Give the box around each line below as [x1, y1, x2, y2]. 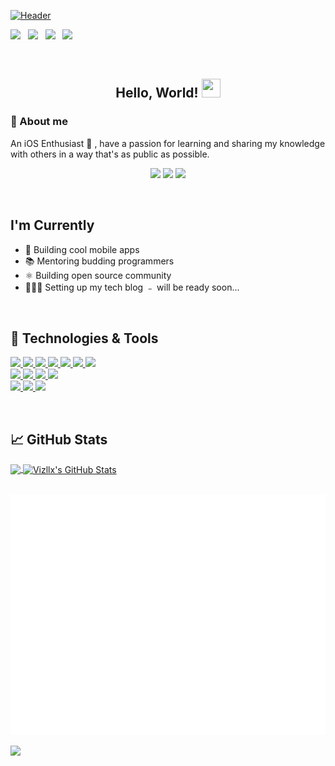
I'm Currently [10, 217, 95, 234]
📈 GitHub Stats [10, 431, 108, 448]
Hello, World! [115, 85, 199, 102]
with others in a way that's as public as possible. [10, 148, 210, 160]
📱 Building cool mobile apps [24, 243, 140, 255]
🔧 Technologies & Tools [10, 330, 159, 347]
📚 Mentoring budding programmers [24, 255, 175, 267]
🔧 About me [10, 115, 68, 129]
